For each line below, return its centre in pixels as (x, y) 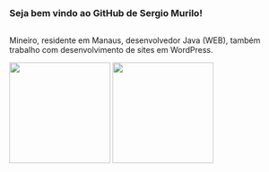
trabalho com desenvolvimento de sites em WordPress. (111, 49)
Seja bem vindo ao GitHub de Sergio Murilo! (106, 13)
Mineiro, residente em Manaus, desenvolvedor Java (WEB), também (135, 40)
